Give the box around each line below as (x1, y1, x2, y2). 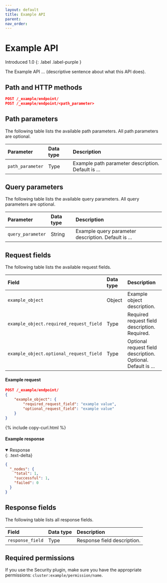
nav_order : (5, 21, 28, 26)
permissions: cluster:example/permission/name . (5, 572, 103, 578)
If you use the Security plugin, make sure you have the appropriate (5, 567, 142, 573)
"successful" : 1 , (14, 476, 50, 481)
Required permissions (5, 554, 75, 563)
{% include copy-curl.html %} (5, 424, 66, 431)
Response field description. (77, 537, 141, 544)
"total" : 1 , (14, 471, 39, 476)
